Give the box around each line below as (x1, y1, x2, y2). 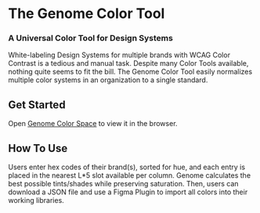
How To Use (8, 142, 68, 155)
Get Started (8, 98, 66, 111)
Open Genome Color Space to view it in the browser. (8, 119, 178, 128)
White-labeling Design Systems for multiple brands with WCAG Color (8, 50, 231, 60)
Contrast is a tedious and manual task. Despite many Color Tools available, (8, 59, 249, 68)
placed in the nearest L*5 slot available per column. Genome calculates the (8, 171, 251, 180)
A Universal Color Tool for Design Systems (8, 33, 174, 44)
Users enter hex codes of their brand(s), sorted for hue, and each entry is (8, 162, 245, 172)
